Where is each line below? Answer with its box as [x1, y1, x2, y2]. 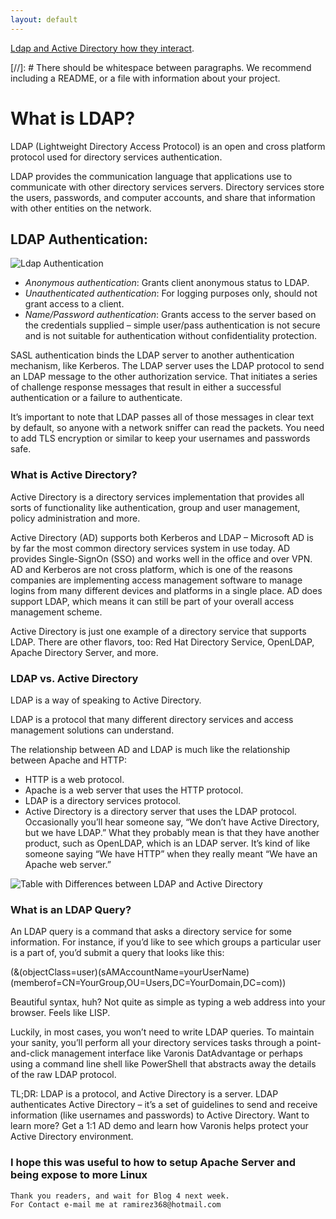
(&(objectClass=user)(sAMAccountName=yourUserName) [10, 966, 250, 978]
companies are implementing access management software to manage [10, 574, 303, 586]
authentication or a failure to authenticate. [10, 392, 183, 404]
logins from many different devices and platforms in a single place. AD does [10, 584, 323, 596]
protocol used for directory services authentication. [10, 151, 223, 163]
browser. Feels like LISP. [10, 1007, 111, 1019]
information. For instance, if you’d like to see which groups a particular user [10, 936, 322, 948]
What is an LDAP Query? [10, 902, 132, 916]
